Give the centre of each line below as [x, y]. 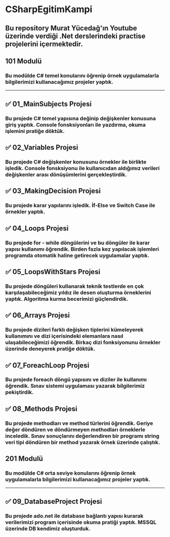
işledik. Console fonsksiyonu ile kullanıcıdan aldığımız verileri [82, 168]
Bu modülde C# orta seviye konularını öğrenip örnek [71, 473]
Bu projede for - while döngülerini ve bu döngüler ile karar [78, 243]
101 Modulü [24, 61]
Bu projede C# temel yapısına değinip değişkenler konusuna [80, 118]
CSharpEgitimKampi [49, 9]
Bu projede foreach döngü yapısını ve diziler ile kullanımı [76, 380]
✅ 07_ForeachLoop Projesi [47, 365]
